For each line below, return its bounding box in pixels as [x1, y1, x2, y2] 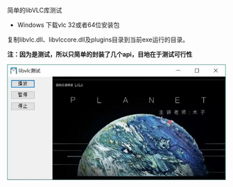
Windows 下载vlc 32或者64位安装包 [17, 21, 120, 29]
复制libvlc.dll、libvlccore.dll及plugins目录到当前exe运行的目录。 [7, 35, 189, 44]
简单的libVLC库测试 [7, 6, 62, 14]
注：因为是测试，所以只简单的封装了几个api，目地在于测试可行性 [7, 51, 193, 58]
